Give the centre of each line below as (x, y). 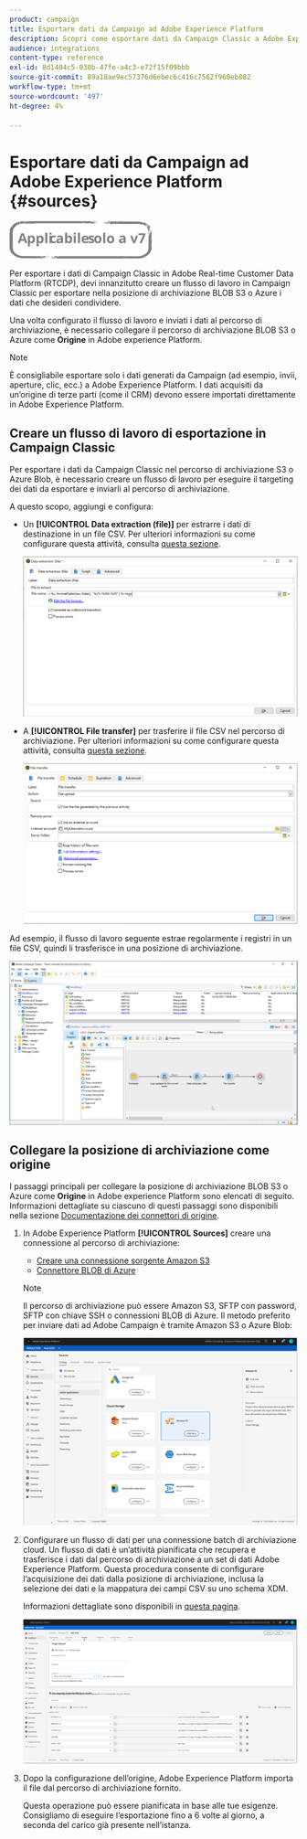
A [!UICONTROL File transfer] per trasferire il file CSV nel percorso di (153, 731)
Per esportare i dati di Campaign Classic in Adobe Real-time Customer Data (152, 273)
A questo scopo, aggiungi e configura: (81, 506)
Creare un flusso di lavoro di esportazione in (138, 433)
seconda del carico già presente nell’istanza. (107, 1825)
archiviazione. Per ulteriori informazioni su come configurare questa (151, 741)
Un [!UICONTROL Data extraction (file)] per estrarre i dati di (137, 525)
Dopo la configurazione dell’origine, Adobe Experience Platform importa (158, 1779)
